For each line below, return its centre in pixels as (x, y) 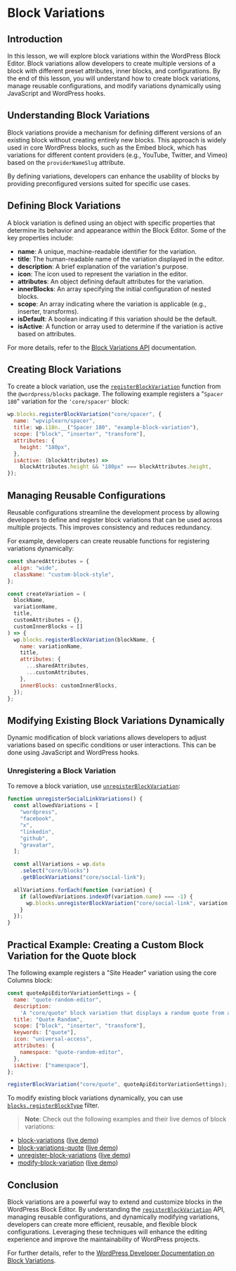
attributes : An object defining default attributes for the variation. (111, 281)
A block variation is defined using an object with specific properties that (111, 223)
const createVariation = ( (47, 594)
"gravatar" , (37, 845)
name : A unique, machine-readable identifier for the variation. (107, 251)
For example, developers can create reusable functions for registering (108, 541)
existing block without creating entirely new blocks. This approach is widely (117, 140)
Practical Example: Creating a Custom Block (106, 945)
